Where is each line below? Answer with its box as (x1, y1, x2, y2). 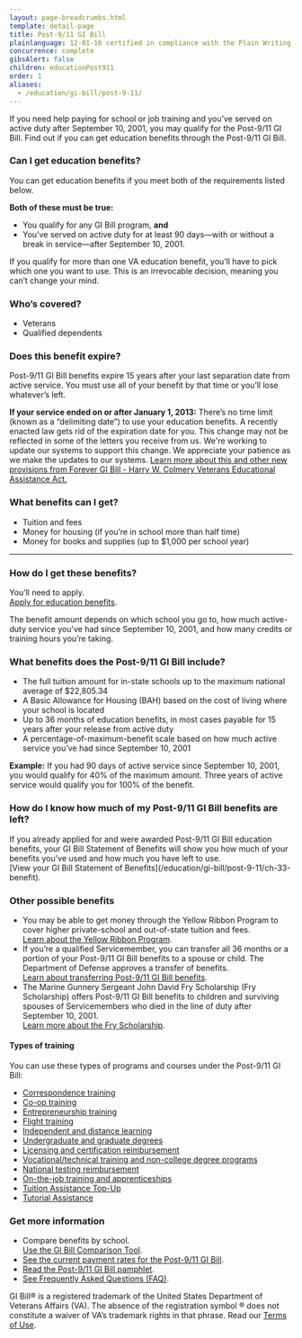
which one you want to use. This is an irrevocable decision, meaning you (9, 265, 279, 276)
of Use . (9, 1319, 37, 1331)
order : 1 (9, 72, 42, 81)
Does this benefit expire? (9, 350, 121, 362)
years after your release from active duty (22, 724, 174, 735)
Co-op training (22, 1097, 77, 1108)
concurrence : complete (9, 47, 94, 56)
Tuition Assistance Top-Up (22, 1183, 121, 1194)
